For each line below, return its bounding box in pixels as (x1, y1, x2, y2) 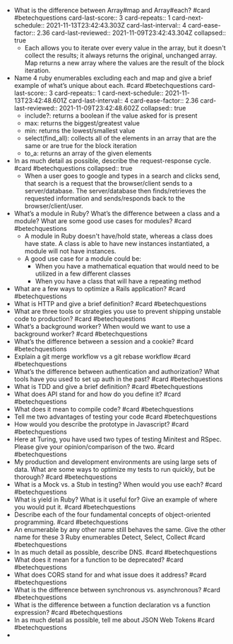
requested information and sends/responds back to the (24, 194, 186, 203)
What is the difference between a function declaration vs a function (13, 601, 210, 609)
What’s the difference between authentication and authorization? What (13, 368, 220, 375)
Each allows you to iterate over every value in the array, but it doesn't (24, 44, 226, 52)
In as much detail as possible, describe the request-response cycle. (13, 157, 212, 165)
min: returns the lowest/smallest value (24, 127, 136, 135)
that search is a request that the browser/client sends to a (24, 179, 193, 187)
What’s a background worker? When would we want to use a (13, 322, 191, 330)
